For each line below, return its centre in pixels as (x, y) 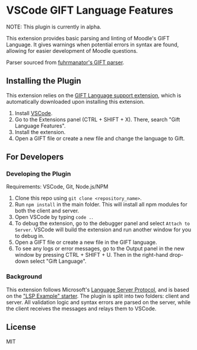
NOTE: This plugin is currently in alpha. (54, 27)
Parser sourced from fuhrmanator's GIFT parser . (65, 62)
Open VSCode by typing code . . (54, 217)
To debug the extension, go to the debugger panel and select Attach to (102, 224)
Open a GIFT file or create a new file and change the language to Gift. (100, 138)
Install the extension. (40, 132)
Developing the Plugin (39, 174)
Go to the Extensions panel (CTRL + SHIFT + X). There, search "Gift (97, 119)
